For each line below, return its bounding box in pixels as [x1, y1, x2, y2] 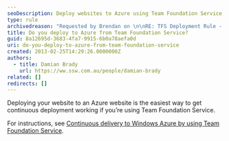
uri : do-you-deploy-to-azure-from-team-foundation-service [7, 42, 180, 49]
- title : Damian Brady [13, 61, 78, 68]
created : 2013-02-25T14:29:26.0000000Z [7, 49, 121, 55]
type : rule [7, 16, 38, 23]
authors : [7, 55, 32, 62]
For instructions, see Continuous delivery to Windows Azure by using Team [7, 119, 219, 127]
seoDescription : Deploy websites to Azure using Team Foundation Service [7, 10, 223, 17]
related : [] [7, 73, 41, 81]
